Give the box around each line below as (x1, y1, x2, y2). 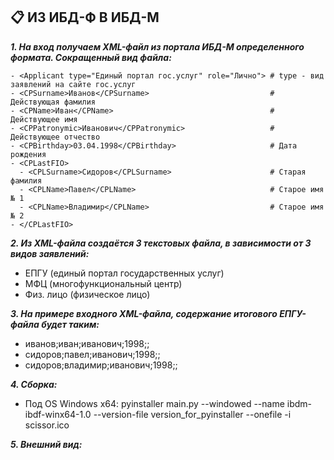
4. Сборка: (10, 378, 58, 390)
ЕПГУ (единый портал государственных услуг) (24, 267, 225, 279)
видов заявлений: (10, 247, 90, 259)
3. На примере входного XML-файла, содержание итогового (10, 307, 278, 319)
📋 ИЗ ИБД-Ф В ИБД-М (10, 9, 160, 26)
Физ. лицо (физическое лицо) (24, 288, 151, 300)
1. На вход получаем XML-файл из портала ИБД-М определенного (10, 40, 305, 53)
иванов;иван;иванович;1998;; (24, 337, 150, 349)
